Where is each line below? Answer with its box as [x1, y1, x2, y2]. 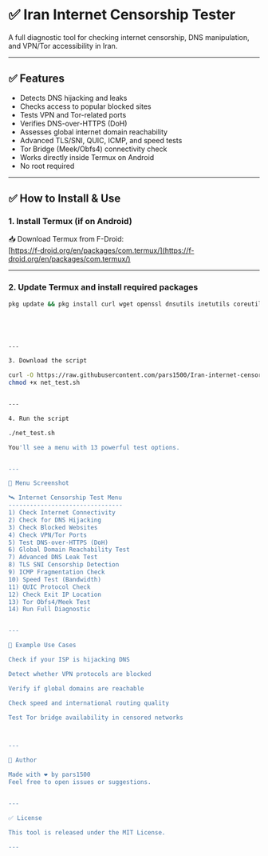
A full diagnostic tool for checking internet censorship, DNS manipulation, [8, 32, 250, 42]
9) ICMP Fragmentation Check [8, 568, 105, 577]
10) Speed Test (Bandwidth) [8, 575, 102, 583]
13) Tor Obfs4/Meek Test [8, 598, 91, 606]
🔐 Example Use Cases [8, 642, 77, 650]
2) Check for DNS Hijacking [8, 516, 102, 524]
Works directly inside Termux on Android [19, 152, 155, 162]
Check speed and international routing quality [8, 698, 170, 707]
